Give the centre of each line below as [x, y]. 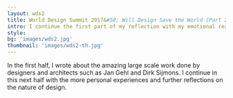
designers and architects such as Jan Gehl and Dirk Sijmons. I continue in [112, 72]
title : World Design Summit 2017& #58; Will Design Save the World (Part [114, 20]
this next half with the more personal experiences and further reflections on [115, 80]
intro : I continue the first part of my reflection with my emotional [111, 26]
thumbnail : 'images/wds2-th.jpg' [55, 46]
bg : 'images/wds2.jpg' [40, 39]
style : [17, 33]
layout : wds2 [26, 13]
